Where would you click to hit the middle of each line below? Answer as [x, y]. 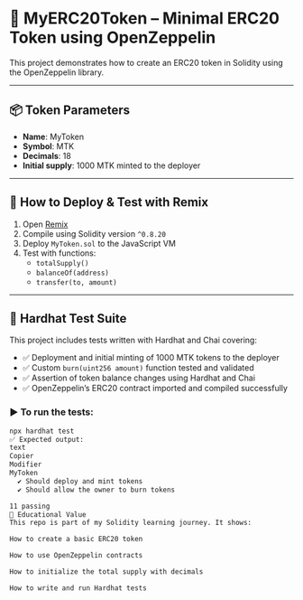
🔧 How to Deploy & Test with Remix [109, 202]
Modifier [26, 464]
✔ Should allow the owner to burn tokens [96, 490]
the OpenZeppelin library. [57, 72]
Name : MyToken [53, 136]
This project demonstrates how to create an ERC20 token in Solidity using [147, 62]
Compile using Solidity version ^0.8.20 [94, 233]
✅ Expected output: [46, 439]
